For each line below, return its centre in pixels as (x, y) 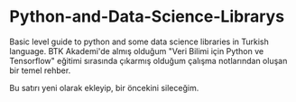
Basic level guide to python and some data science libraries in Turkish (139, 42)
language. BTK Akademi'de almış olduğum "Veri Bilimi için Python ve (137, 51)
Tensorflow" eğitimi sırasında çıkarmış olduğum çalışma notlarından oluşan (148, 60)
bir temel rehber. (40, 70)
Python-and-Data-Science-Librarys (147, 17)
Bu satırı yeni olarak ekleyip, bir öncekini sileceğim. (104, 88)
